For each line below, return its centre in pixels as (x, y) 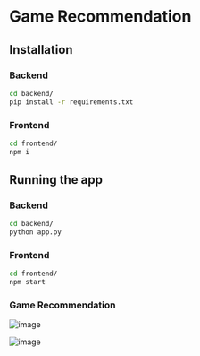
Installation (41, 50)
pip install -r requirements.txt (71, 102)
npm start (28, 282)
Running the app (56, 180)
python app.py (36, 232)
